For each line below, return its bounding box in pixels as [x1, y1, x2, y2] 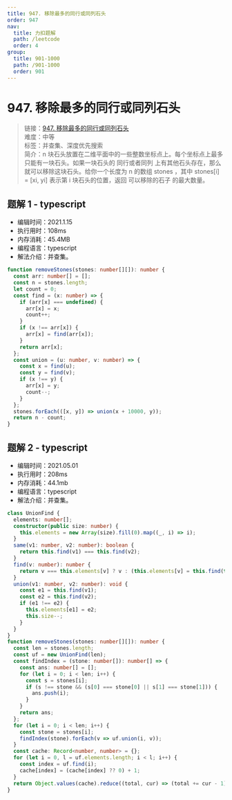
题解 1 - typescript [7, 198, 86, 210]
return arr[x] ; [19, 343, 64, 350]
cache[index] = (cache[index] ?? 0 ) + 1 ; [19, 767, 140, 774]
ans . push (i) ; [32, 690, 70, 697]
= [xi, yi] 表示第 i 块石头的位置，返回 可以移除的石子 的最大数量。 [23, 176, 209, 184]
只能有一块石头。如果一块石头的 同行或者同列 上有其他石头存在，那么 [23, 158, 222, 167]
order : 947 [7, 17, 39, 24]
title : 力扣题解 [13, 29, 57, 37]
